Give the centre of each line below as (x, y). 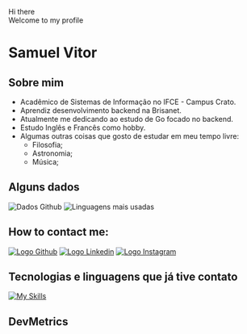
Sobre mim (36, 83)
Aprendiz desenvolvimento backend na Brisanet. (100, 111)
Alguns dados (44, 188)
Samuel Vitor (53, 53)
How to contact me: (59, 232)
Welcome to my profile (46, 20)
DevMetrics (38, 321)
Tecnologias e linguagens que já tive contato (123, 277)
